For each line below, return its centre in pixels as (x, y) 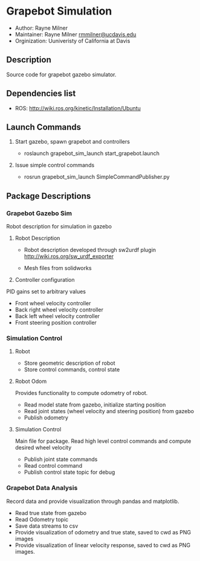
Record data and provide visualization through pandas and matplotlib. (93, 501)
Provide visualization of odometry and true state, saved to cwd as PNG (103, 532)
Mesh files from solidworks (58, 268)
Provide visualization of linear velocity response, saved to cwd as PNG (103, 545)
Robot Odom (31, 381)
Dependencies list (41, 94)
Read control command (53, 466)
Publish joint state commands (61, 459)
